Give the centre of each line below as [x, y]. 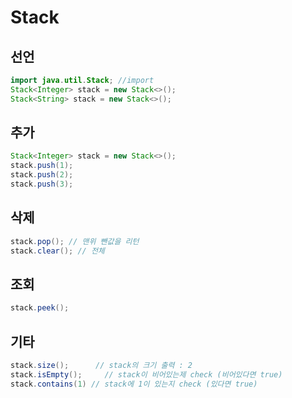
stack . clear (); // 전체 [57, 251]
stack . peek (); [40, 308]
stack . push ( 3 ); [42, 184]
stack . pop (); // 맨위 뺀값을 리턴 [75, 241]
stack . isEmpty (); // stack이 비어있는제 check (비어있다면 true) [146, 374]
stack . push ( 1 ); [42, 166]
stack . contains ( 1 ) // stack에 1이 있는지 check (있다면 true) [134, 384]
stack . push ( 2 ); [42, 175]
